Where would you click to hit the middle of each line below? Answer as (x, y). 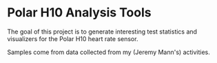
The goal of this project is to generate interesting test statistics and (102, 32)
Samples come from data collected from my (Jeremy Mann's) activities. (108, 52)
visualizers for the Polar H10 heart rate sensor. (73, 38)
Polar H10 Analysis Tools (79, 13)
